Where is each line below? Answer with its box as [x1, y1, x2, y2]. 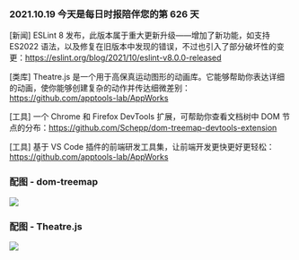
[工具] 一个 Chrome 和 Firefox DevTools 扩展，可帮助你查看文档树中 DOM [9, 111, 280, 122]
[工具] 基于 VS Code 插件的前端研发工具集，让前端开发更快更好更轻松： [9, 142, 275, 152]
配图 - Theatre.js [9, 220, 83, 232]
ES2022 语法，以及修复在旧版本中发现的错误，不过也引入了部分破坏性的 [9, 41, 277, 52]
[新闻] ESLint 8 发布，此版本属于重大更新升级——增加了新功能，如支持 [9, 30, 271, 41]
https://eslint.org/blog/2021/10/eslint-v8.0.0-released [25, 52, 222, 64]
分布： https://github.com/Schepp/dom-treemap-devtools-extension [24, 123, 277, 134]
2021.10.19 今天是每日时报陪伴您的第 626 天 [9, 7, 199, 20]
